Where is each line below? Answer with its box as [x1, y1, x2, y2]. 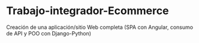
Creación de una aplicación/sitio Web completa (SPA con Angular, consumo [6, 24, 194, 31]
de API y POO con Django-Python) [6, 29, 92, 37]
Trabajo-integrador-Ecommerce [6, 4, 169, 18]
